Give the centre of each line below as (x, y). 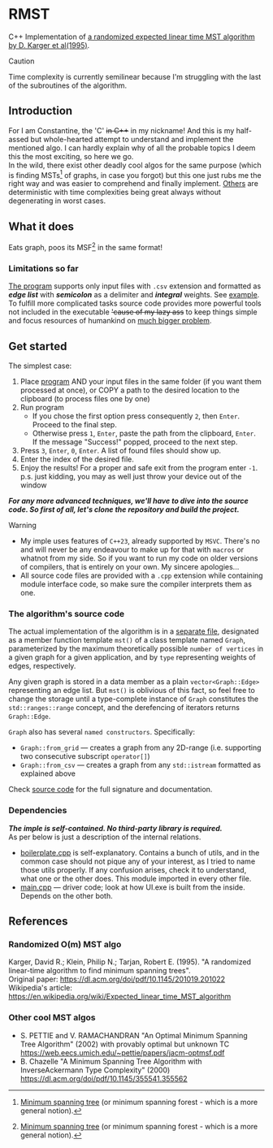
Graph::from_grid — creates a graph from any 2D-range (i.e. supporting (141, 747)
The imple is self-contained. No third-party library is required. (115, 828)
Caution (22, 61)
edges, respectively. (42, 666)
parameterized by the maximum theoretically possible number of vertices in (136, 649)
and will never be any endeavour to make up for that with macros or (132, 549)
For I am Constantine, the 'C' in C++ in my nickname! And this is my (121, 130)
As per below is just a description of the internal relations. (105, 837)
